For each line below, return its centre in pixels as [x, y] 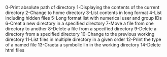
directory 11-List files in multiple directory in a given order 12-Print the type [83, 39]
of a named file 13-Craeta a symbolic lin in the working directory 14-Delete [83, 45]
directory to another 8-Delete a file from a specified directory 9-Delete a [81, 29]
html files [15, 50]
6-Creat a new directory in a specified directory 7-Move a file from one [79, 23]
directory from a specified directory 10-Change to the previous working [80, 34]
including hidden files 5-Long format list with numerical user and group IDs [84, 18]
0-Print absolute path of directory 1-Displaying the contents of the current [82, 7]
